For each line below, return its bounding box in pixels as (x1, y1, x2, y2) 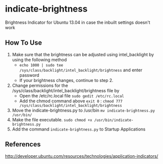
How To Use (5, 39, 42, 47)
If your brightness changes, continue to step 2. (19, 77, 113, 83)
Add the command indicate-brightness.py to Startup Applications (12, 126, 146, 132)
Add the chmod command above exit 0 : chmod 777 (19, 98, 123, 104)
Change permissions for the (12, 82, 68, 88)
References (5, 140, 41, 148)
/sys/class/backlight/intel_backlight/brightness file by (12, 87, 120, 93)
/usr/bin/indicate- (94, 117, 134, 122)
